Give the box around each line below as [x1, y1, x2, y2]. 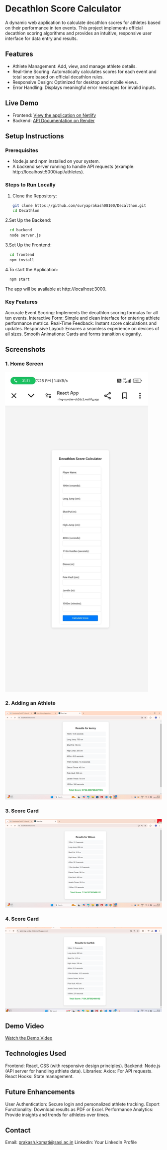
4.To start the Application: [5, 266, 58, 272]
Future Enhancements [5, 1088, 76, 1097]
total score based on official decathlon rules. [12, 73, 104, 80]
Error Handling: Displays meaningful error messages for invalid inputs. [12, 84, 157, 90]
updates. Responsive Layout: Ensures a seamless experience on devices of [5, 325, 160, 331]
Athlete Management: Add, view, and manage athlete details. [12, 63, 137, 69]
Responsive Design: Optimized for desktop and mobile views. [12, 79, 138, 85]
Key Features [5, 298, 38, 305]
